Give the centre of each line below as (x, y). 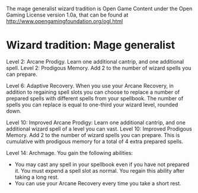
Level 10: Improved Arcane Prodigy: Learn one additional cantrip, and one (96, 122)
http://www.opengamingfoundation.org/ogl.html (65, 21)
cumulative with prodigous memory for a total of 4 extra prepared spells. (95, 141)
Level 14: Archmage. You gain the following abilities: (70, 153)
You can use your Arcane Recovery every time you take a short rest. (98, 183)
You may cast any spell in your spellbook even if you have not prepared (102, 164)
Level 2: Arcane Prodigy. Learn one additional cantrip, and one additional (95, 61)
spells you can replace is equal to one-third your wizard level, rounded (92, 105)
